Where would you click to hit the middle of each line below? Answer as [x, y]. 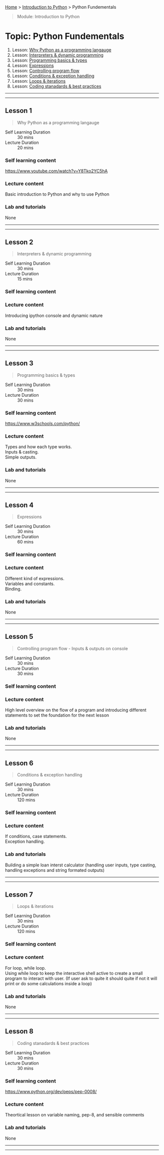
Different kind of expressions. [35, 578]
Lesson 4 [20, 505]
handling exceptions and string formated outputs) [55, 870]
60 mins [25, 542]
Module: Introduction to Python [48, 16]
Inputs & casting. [22, 452]
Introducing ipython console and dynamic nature [54, 316]
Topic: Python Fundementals [65, 36]
